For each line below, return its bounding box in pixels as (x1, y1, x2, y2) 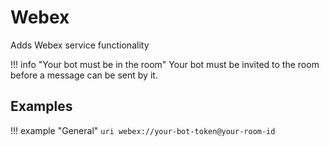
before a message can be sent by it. (10, 69, 158, 81)
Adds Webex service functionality (10, 39, 150, 51)
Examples (10, 98, 73, 115)
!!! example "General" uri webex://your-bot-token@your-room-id (10, 124, 276, 136)
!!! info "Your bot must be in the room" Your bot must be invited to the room (10, 58, 320, 70)
